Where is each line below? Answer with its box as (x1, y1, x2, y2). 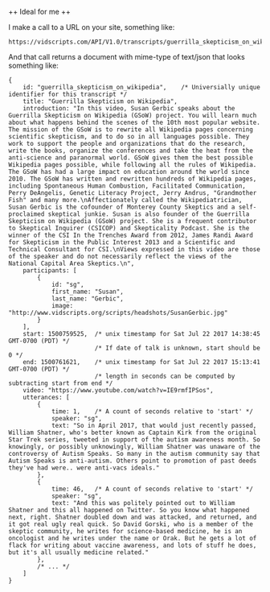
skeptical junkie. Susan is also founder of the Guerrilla (47, 210, 250, 218)
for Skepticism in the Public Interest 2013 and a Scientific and (8, 238, 235, 246)
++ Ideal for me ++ (8, 7, 71, 16)
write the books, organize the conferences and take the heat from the (8, 147, 253, 155)
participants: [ (22, 267, 78, 275)
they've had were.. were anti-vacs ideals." (8, 464, 160, 472)
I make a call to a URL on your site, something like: (8, 23, 175, 31)
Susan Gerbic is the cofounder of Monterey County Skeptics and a (8, 203, 235, 211)
